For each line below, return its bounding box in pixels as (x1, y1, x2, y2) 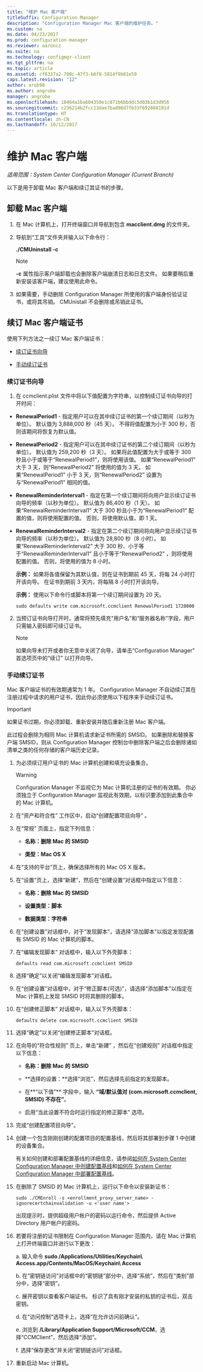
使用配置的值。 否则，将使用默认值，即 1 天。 (47, 514, 161, 521)
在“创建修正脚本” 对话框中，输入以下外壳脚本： (15, 1005, 134, 1013)
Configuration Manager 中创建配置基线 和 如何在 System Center (15, 1163, 172, 1170)
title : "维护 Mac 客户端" (7, 8, 68, 15)
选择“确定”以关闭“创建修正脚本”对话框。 (15, 1029, 115, 1036)
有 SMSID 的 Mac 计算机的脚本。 (15, 936, 97, 943)
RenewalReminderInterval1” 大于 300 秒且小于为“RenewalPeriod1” (23, 506, 187, 514)
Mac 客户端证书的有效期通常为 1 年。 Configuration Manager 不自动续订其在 (7, 686, 196, 693)
